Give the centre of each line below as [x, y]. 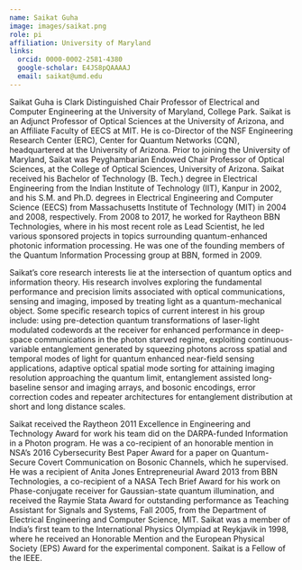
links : [22, 51]
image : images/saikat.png [58, 26]
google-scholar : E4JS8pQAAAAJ [74, 68]
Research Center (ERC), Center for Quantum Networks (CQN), [125, 140]
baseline [25, 387]
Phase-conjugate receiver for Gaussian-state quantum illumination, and [142, 491]
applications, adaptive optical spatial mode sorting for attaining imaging [142, 368]
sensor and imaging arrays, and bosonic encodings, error [149, 387]
